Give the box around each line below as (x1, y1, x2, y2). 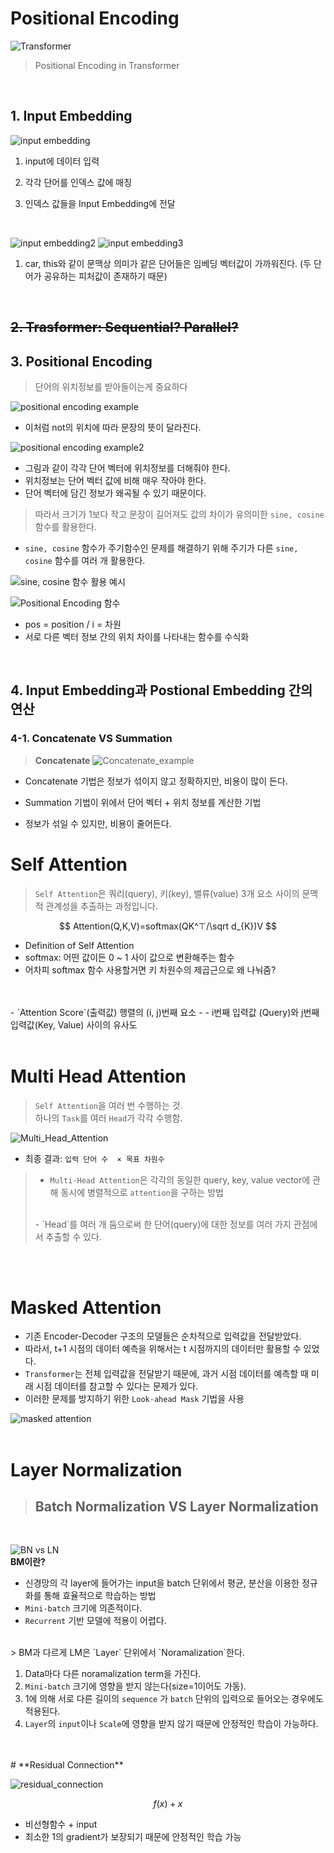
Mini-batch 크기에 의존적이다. (24, 1602, 143, 1614)
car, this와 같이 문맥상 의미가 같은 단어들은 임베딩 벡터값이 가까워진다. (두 (24, 257, 312, 269)
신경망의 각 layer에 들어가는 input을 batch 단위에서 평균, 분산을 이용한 (24, 1577, 300, 1589)
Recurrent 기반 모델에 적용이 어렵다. (24, 1615, 167, 1627)
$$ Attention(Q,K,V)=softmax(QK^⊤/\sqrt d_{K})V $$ (59, 920, 277, 932)
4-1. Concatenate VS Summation (10, 732, 173, 746)
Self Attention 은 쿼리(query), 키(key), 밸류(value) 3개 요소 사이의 (34, 887, 300, 899)
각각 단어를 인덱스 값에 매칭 (24, 176, 133, 188)
